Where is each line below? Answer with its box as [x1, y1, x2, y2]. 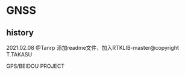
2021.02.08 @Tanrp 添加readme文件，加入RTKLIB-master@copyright [6, 44, 180, 51]
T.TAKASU [6, 51, 33, 58]
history [6, 28, 34, 38]
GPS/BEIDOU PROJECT [6, 62, 65, 70]
